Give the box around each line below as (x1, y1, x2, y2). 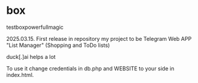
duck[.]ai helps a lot (6, 53, 56, 60)
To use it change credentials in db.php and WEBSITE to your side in (6, 64, 174, 72)
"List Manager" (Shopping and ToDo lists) (6, 41, 110, 49)
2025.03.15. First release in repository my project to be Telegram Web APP (6, 35, 192, 42)
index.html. (6, 71, 35, 78)
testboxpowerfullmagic (6, 23, 64, 31)
